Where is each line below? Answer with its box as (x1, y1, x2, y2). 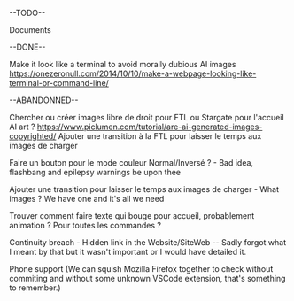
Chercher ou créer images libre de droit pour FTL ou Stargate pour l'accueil (9, 112, 285, 122)
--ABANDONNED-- (9, 95, 79, 105)
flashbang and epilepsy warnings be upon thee (9, 167, 182, 177)
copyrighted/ (9, 131, 57, 141)
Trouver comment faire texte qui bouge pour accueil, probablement (9, 211, 255, 220)
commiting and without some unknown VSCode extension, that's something (9, 274, 286, 283)
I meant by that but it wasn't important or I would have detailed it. (9, 247, 247, 257)
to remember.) (9, 282, 61, 293)
